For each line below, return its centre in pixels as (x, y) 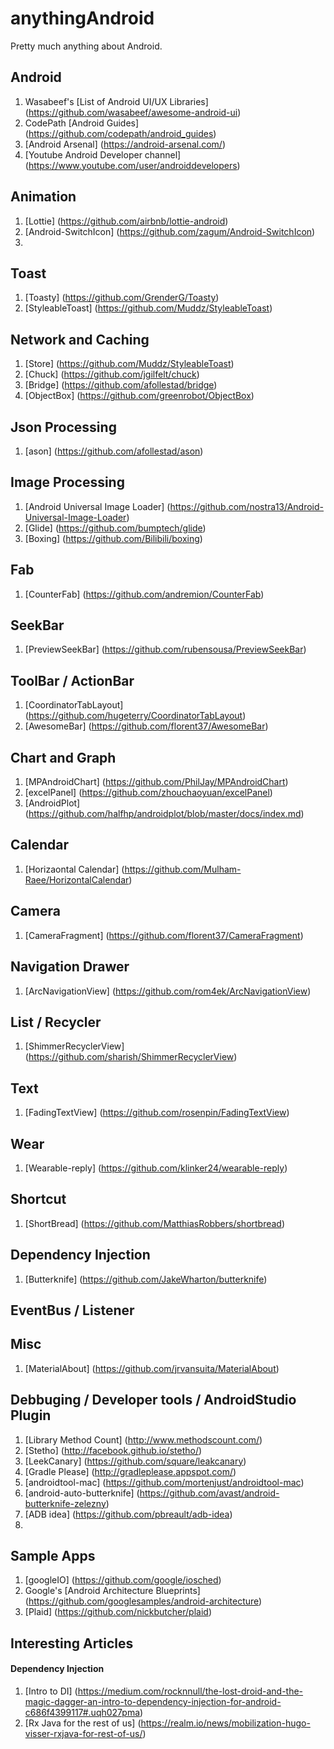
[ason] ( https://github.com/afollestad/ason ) (114, 451)
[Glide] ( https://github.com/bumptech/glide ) (115, 528)
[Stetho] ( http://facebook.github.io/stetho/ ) (113, 1450)
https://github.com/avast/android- (209, 1493)
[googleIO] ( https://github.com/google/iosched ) (123, 1580)
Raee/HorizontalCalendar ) (78, 879)
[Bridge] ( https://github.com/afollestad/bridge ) (121, 385)
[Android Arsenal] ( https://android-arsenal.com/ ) (125, 144)
